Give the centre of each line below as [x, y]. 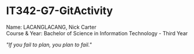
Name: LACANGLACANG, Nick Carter [51, 27]
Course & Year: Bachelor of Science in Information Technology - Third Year [97, 33]
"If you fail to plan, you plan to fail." [49, 45]
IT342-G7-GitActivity [60, 11]
